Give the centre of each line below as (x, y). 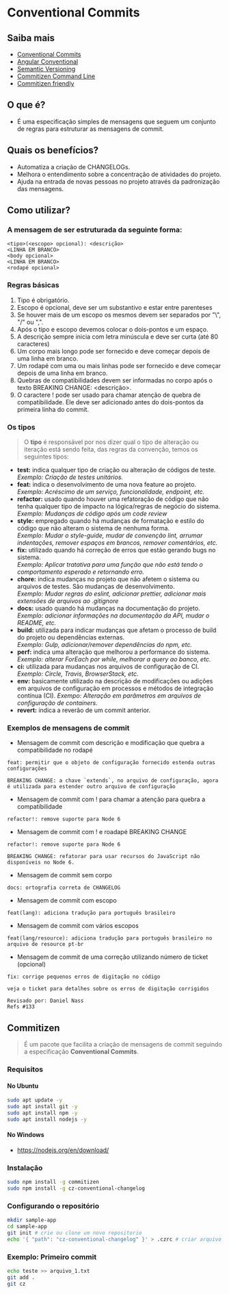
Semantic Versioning (46, 69)
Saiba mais (31, 38)
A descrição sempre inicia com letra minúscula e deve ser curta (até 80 (118, 337)
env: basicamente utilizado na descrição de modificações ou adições (115, 681)
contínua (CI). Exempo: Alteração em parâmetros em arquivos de (109, 695)
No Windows (26, 1135)
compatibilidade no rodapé (55, 750)
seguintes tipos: (46, 456)
